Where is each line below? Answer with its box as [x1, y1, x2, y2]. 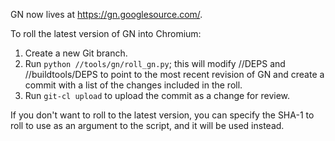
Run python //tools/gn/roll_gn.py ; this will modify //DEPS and [24, 58, 286, 69]
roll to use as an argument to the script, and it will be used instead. [10, 120, 285, 131]
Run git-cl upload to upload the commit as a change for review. [24, 90, 291, 101]
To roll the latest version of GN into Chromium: [10, 28, 202, 39]
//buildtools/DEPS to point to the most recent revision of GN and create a [24, 69, 325, 80]
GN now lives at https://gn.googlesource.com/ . [10, 9, 203, 20]
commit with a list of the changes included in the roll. [24, 79, 243, 91]
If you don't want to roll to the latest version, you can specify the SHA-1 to [10, 109, 315, 121]
